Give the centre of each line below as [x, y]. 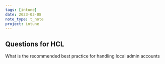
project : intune [22, 24]
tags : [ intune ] [21, 10]
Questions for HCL [35, 44]
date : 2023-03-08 [23, 14]
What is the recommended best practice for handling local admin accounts [82, 56]
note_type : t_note [24, 19]
